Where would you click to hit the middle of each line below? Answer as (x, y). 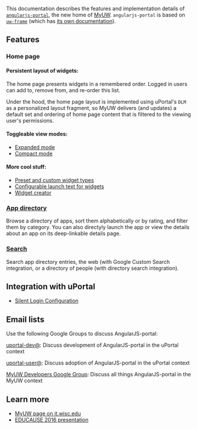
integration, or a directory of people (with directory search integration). (93, 268)
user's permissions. (30, 120)
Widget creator (33, 192)
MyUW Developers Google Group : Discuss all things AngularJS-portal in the (98, 375)
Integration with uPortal (51, 286)
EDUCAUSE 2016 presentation (51, 420)
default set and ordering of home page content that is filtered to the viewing (98, 114)
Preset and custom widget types (54, 180)
